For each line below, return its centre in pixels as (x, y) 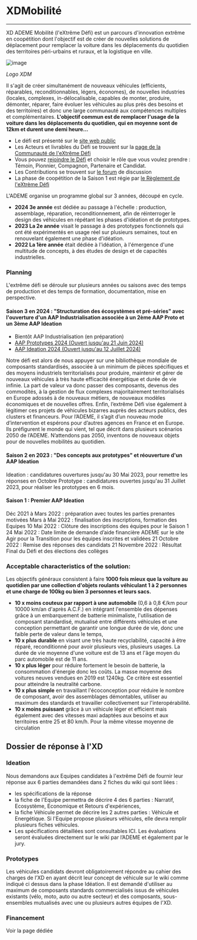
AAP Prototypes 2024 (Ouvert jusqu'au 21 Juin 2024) (79, 343)
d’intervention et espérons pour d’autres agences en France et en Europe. (95, 423)
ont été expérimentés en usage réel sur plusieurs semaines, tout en (96, 232)
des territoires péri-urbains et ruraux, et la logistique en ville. (79, 51)
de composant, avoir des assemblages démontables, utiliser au (91, 697)
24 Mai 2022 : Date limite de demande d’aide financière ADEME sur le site (95, 532)
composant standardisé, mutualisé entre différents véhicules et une (96, 622)
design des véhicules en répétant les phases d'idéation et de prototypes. (103, 219)
